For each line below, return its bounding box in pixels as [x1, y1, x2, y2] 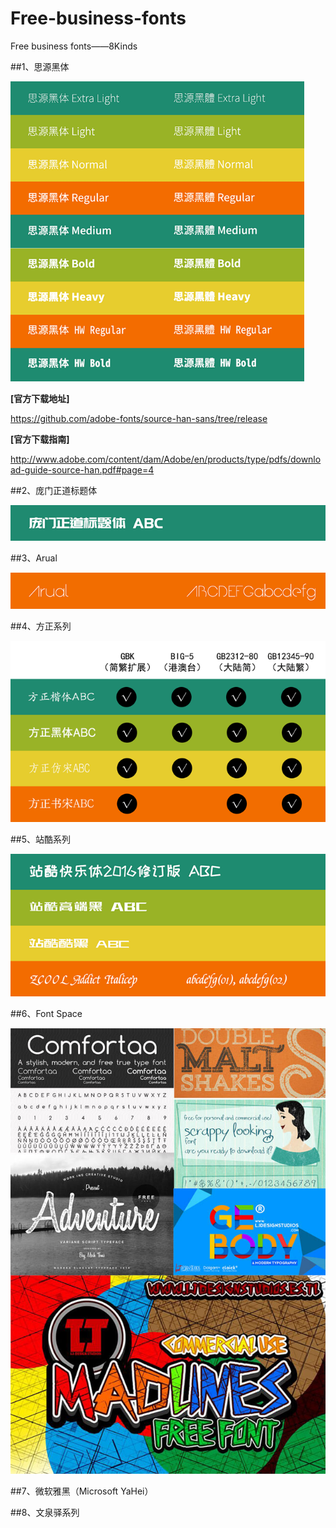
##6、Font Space [10, 1008, 83, 1020]
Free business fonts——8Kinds [10, 40, 138, 52]
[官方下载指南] [10, 433, 70, 445]
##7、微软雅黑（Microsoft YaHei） [10, 1485, 154, 1497]
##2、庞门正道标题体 [10, 484, 98, 496]
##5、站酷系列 [10, 833, 72, 845]
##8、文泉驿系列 [10, 1506, 80, 1518]
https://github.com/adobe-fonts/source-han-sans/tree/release [10, 412, 268, 424]
